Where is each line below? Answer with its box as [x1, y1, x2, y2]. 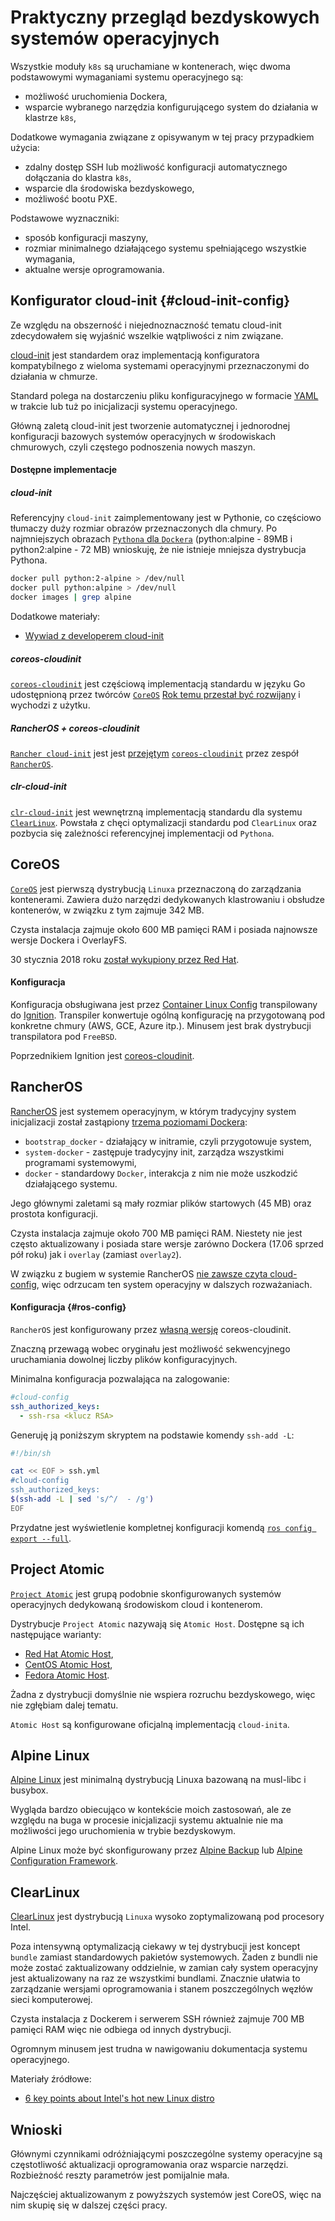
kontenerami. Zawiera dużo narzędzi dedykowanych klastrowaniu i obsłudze [10, 893, 325, 905]
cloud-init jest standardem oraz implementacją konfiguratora [10, 349, 260, 361]
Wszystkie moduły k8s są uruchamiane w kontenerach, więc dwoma [10, 60, 291, 72]
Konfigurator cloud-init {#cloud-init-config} [10, 292, 291, 310]
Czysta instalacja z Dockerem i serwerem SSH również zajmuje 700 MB [10, 2013, 305, 2025]
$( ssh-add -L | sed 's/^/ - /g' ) [10, 1494, 155, 1504]
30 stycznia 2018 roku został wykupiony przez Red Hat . [10, 953, 240, 965]
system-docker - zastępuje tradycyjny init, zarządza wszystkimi [24, 1146, 285, 1158]
